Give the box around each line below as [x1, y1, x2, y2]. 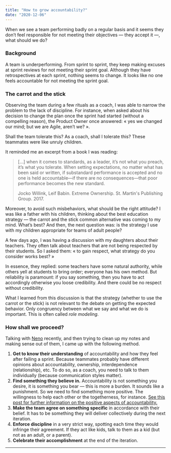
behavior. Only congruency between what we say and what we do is [5, 306, 149, 312]
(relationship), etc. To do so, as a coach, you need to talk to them [12, 367, 149, 373]
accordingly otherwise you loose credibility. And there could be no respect [5, 280, 162, 286]
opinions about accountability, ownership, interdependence [12, 362, 137, 368]
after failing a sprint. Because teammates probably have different [12, 356, 149, 362]
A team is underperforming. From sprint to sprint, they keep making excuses [5, 61, 165, 67]
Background [5, 49, 37, 57]
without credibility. [5, 285, 44, 291]
